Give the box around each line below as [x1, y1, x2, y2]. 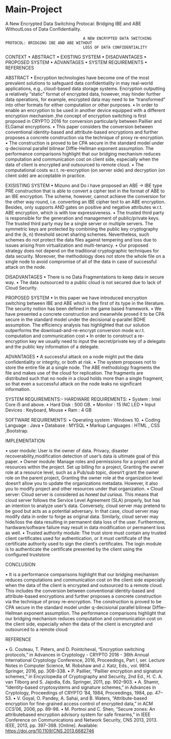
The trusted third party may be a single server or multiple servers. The [5, 220, 153, 226]
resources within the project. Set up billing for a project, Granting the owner [5, 464, 164, 470]
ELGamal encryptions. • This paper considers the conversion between [5, 123, 153, 129]
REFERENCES [5, 64, 34, 71]
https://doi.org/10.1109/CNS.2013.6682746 [5, 728, 94, 734]
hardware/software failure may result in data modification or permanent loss [5, 524, 165, 530]
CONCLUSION [5, 561, 36, 568]
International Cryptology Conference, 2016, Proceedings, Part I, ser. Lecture [5, 657, 165, 663]
